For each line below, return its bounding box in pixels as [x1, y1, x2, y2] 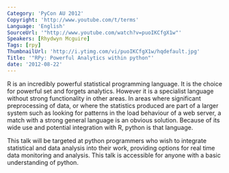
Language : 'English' [7, 23, 66, 29]
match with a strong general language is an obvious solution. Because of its [7, 116, 220, 124]
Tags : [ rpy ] [7, 42, 41, 49]
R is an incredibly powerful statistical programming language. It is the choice [7, 79, 223, 88]
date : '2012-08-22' [7, 61, 63, 68]
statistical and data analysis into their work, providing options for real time [7, 144, 215, 152]
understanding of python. [7, 158, 79, 166]
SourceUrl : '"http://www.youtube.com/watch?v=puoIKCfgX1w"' [7, 29, 183, 36]
